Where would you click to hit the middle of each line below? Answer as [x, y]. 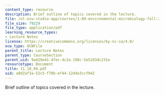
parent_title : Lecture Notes [35, 50]
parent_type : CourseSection [34, 55]
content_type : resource [29, 10]
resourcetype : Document [29, 64]
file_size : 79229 [23, 23]
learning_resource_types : [31, 32]
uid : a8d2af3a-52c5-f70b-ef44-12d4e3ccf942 [50, 73]
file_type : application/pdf [34, 28]
